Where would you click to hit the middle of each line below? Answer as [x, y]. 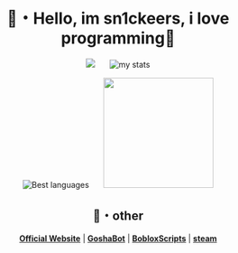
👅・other [118, 216]
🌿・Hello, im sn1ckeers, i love [118, 19]
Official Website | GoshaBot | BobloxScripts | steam [118, 238]
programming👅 [118, 38]
